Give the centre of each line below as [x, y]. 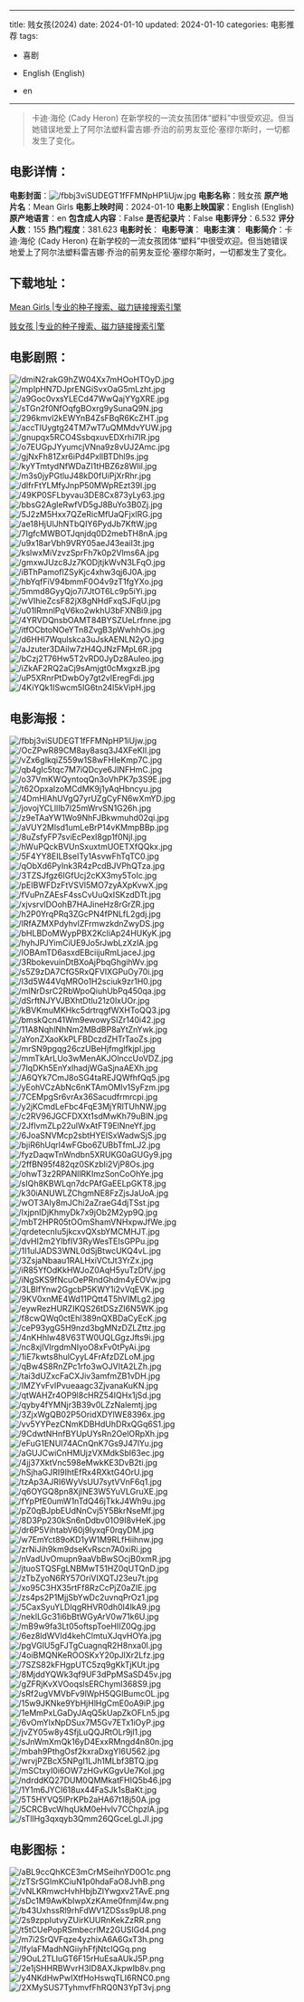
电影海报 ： [39, 718]
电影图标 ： [39, 1849]
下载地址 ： [39, 283]
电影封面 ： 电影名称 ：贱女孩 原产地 [148, 195]
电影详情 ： [39, 172]
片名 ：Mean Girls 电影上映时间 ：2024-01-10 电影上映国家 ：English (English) [152, 207]
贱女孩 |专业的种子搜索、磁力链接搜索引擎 [87, 326]
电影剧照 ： [39, 357]
